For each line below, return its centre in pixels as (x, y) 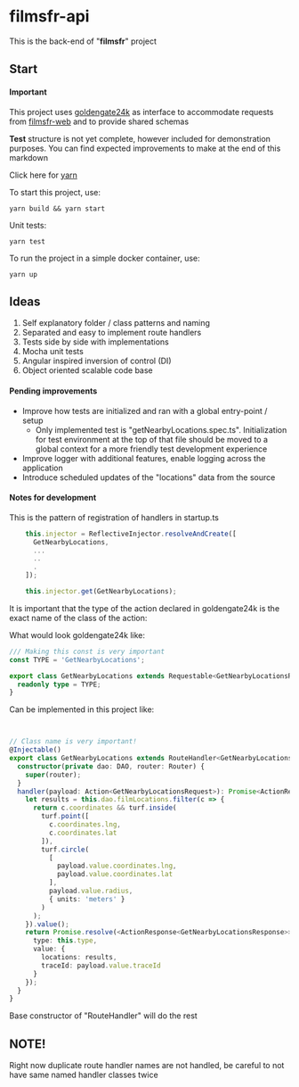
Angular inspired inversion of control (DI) (97, 361)
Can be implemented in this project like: (82, 709)
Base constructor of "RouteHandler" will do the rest (103, 1016)
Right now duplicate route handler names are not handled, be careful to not (147, 1066)
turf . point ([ (65, 817)
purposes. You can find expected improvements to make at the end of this (145, 148)
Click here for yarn (44, 175)
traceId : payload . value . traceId (101, 966)
